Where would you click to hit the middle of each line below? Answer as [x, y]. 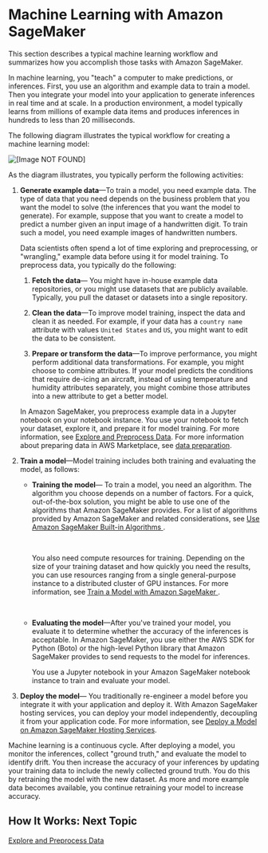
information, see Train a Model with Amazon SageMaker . [126, 592]
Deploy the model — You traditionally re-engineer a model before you [134, 696]
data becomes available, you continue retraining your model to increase [126, 788]
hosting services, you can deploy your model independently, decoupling [138, 713]
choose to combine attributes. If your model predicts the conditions [142, 370]
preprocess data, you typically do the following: [98, 265]
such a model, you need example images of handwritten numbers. [128, 232]
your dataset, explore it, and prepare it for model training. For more [130, 428]
